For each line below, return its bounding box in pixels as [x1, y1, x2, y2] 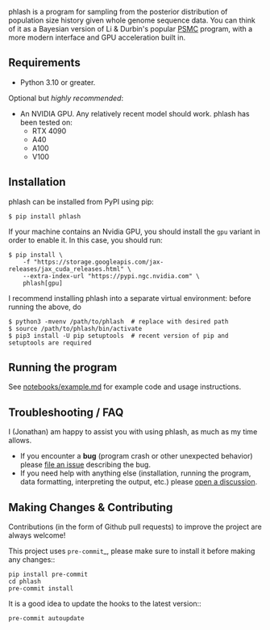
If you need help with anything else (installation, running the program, [19, 468, 251, 478]
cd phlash [8, 577, 42, 586]
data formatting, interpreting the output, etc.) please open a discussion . [19, 477, 258, 487]
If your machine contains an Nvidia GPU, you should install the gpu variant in [8, 226, 260, 236]
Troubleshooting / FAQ [8, 405, 124, 419]
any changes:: [8, 555, 56, 564]
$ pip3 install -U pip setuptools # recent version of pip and [8, 332, 229, 340]
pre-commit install [8, 585, 74, 593]
